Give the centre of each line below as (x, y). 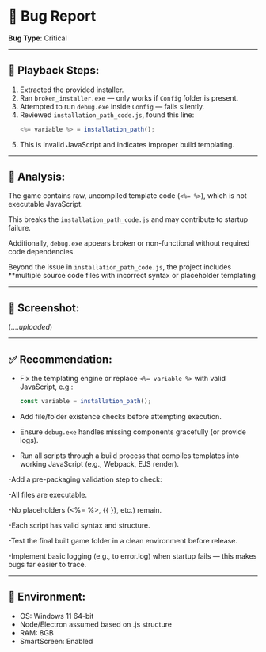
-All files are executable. (48, 494)
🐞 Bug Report (52, 16)
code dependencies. (42, 252)
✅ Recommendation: (60, 359)
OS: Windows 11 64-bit (57, 616)
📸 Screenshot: (44, 308)
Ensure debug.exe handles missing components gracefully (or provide (133, 432)
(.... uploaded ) (30, 327)
